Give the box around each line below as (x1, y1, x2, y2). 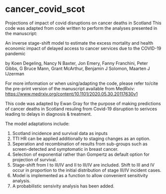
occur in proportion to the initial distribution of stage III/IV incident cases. (12, 167, 162, 173)
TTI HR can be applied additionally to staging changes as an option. (12, 135, 151, 141)
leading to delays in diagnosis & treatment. (5, 111, 92, 117)
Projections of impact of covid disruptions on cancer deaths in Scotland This (5, 20, 162, 26)
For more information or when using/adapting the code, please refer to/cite (5, 80, 159, 86)
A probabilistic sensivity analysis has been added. (12, 183, 115, 189)
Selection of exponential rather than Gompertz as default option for (12, 151, 150, 157)
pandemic (5, 51, 26, 57)
